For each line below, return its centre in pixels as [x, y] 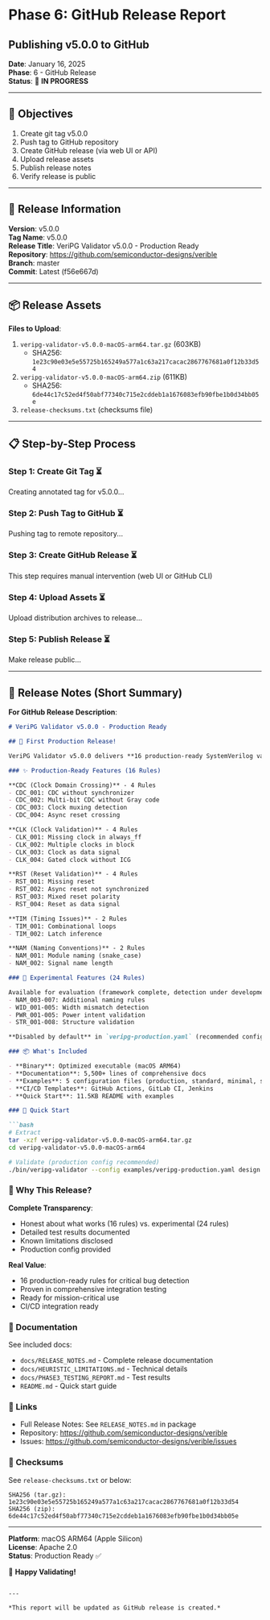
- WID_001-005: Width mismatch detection [79, 1007]
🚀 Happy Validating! [42, 1572]
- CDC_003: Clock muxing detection [68, 808]
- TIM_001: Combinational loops [62, 926]
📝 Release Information [65, 209]
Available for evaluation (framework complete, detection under [118, 992]
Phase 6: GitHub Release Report [117, 15]
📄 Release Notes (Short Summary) [96, 692]
